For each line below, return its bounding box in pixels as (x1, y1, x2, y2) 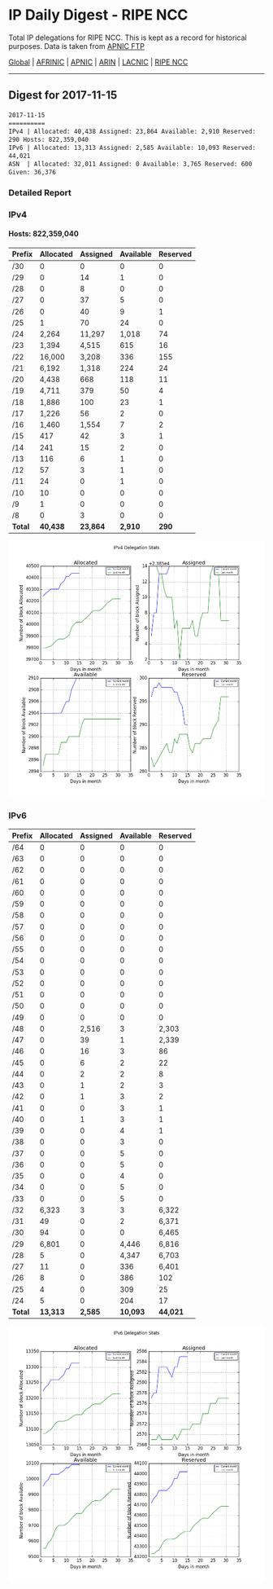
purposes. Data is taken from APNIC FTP (8, 41, 145, 51)
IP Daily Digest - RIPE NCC (8, 6, 188, 24)
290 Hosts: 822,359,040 (8, 135, 89, 143)
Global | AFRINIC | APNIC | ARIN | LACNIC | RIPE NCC (8, 57, 188, 67)
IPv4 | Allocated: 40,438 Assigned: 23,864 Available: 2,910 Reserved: (8, 127, 256, 135)
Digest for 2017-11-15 (8, 88, 118, 103)
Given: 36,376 (8, 168, 57, 176)
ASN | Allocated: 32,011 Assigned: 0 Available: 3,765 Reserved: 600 (8, 160, 253, 168)
